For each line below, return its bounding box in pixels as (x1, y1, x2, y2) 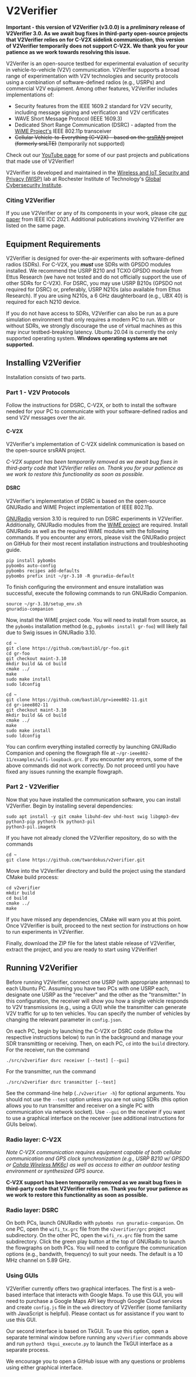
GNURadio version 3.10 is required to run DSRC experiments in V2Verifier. (6, 515, 183, 522)
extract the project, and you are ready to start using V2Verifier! (6, 946, 158, 953)
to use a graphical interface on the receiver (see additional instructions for (6, 1114, 185, 1121)
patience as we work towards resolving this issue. (6, 48, 130, 55)
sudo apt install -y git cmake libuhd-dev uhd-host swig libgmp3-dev (6, 813, 180, 819)
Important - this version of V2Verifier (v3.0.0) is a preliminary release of (6, 24, 185, 31)
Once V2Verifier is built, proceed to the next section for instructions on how (6, 922, 188, 929)
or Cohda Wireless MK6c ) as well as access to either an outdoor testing (6, 1161, 180, 1168)
